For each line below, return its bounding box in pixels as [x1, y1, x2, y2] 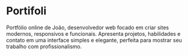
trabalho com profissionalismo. [6, 43, 82, 50]
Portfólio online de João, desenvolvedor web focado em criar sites [6, 24, 170, 31]
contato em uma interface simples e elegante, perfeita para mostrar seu [6, 36, 183, 43]
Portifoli [6, 4, 46, 18]
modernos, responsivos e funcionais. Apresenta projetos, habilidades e [6, 30, 181, 37]
